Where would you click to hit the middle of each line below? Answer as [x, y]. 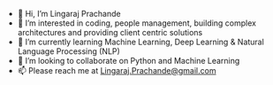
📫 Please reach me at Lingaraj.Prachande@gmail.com [117, 70]
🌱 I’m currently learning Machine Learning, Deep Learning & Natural [141, 42]
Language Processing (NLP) [69, 51]
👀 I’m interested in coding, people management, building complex [136, 23]
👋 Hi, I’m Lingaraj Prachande [69, 14]
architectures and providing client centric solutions [110, 32]
